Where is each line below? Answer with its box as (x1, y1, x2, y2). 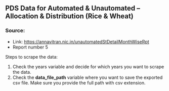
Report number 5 (12, 44, 48, 50)
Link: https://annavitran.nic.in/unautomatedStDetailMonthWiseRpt (12, 38, 149, 44)
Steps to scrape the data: (5, 54, 58, 60)
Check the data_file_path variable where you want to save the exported (12, 74, 163, 80)
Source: (5, 27, 25, 34)
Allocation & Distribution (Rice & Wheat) (5, 12, 134, 21)
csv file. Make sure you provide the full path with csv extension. (12, 79, 146, 85)
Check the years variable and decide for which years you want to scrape (12, 63, 164, 70)
